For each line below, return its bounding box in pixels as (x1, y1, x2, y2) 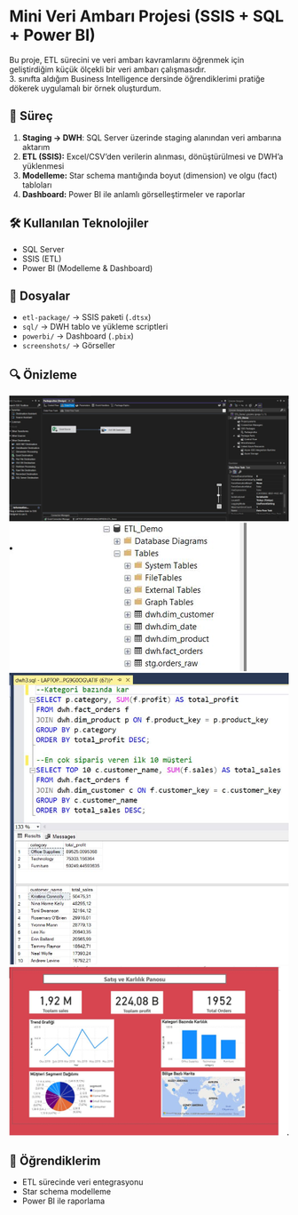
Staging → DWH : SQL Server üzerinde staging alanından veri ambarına (21, 132, 282, 143)
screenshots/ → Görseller (21, 340, 115, 351)
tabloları (21, 180, 52, 190)
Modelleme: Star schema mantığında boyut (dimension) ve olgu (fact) (21, 170, 278, 180)
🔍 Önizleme (9, 367, 78, 382)
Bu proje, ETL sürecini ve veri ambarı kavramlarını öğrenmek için (9, 54, 245, 65)
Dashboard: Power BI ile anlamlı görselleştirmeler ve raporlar (21, 188, 246, 199)
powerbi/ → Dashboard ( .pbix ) (21, 331, 135, 341)
